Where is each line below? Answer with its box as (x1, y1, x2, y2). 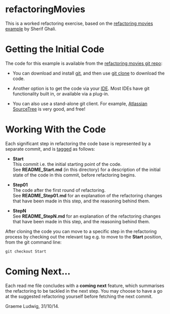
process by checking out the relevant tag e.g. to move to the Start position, (5, 233, 162, 239)
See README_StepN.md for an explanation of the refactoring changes (12, 213, 161, 219)
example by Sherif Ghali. (5, 25, 57, 31)
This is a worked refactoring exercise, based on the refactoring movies (5, 20, 153, 26)
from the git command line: (5, 239, 62, 245)
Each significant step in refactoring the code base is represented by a (5, 141, 151, 147)
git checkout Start (5, 249, 47, 254)
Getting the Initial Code (5, 44, 105, 55)
